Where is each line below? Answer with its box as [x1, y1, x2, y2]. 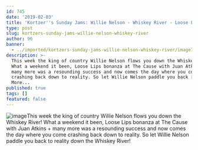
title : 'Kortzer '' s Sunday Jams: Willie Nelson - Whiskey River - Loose [6, 19, 189, 25]
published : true [6, 85, 46, 91]
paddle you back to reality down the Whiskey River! [6, 137, 131, 144]
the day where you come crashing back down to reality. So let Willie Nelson [6, 131, 190, 138]
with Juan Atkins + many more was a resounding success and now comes [6, 125, 186, 132]
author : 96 [6, 36, 33, 42]
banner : [6, 42, 25, 48]
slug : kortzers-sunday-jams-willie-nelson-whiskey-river [6, 31, 149, 36]
